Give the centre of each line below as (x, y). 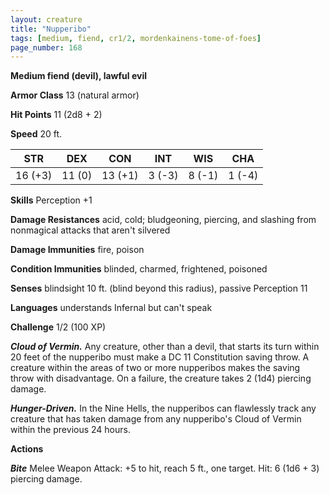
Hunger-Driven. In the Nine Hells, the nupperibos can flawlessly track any (163, 408)
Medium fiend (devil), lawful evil (78, 76)
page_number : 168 (46, 47)
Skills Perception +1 (51, 200)
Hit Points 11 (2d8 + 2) (56, 115)
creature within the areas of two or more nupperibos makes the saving (155, 368)
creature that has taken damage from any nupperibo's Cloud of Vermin (156, 419)
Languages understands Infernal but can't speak (111, 308)
